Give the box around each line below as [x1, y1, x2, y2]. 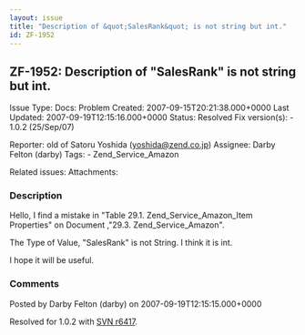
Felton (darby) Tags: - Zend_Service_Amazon [9, 149, 179, 160]
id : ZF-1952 [9, 30, 55, 39]
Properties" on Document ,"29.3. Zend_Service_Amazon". [9, 219, 225, 230]
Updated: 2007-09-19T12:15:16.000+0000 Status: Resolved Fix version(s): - [9, 112, 294, 123]
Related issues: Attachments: [9, 167, 118, 178]
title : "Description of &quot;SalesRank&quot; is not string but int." [9, 22, 287, 31]
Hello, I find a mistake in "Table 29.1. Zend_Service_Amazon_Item [9, 210, 253, 221]
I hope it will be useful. [9, 255, 94, 266]
